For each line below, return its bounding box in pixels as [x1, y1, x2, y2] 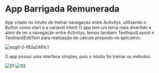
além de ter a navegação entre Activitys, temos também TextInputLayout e [5, 29, 155, 35]
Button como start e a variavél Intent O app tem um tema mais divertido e [5, 24, 152, 30]
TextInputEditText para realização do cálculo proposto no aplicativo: [5, 35, 141, 41]
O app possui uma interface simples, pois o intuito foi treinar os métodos [5, 53, 151, 59]
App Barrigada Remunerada [5, 3, 120, 15]
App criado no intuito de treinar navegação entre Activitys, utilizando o [5, 19, 147, 25]
